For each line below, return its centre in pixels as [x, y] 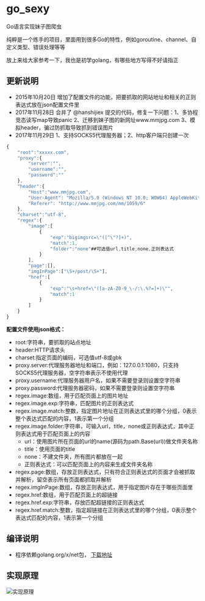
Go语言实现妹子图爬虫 [34, 26]
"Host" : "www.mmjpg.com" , [60, 192]
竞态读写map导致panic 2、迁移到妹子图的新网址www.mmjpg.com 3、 [103, 120]
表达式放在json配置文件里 [47, 104]
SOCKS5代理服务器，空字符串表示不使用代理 [71, 372]
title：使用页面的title [49, 449]
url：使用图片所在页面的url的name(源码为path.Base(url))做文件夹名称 [111, 441]
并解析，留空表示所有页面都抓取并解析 [63, 479]
